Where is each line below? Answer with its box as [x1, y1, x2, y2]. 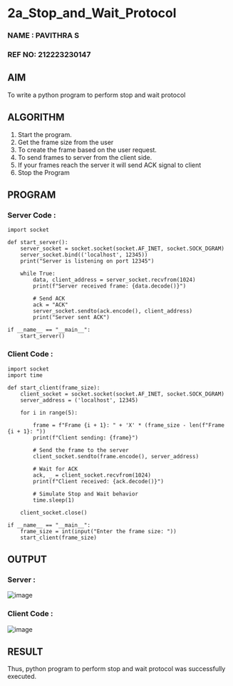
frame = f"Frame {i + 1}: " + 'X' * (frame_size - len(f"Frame [33, 421, 224, 429]
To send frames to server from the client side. [17, 153, 152, 161]
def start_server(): [7, 239, 69, 246]
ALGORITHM [7, 111, 65, 123]
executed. [7, 672, 37, 681]
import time [7, 371, 43, 379]
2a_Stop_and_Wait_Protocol [7, 5, 177, 21]
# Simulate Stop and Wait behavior [33, 490, 139, 498]
